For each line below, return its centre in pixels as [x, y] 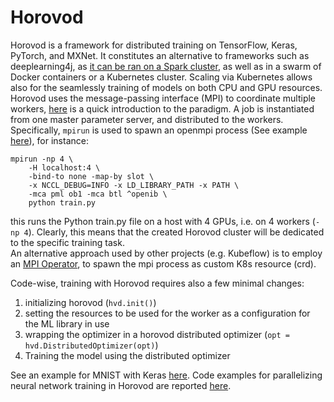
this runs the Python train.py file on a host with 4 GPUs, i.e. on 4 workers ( [163, 221]
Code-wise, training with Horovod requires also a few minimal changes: [157, 283]
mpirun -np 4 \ [42, 159]
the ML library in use [67, 323]
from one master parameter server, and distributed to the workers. [147, 119]
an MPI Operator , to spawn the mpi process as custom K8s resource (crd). [163, 263]
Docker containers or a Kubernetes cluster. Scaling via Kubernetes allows [161, 77]
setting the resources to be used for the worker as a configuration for [167, 313]
